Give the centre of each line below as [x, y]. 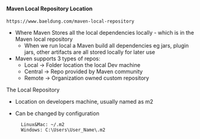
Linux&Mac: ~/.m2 [43, 125]
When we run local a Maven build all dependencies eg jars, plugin [106, 46]
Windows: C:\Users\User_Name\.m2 [63, 130]
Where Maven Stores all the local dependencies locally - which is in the [105, 33]
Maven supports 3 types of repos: [58, 59]
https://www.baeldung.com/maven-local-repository [71, 21]
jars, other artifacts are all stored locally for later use [90, 52]
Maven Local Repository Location [50, 9]
